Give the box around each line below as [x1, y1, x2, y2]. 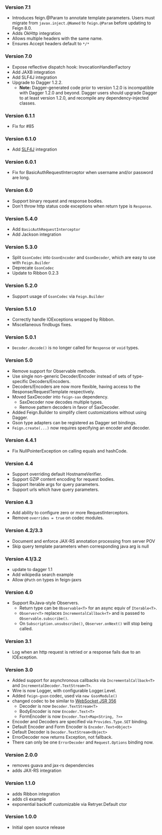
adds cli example [12, 796, 46, 802]
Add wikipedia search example [12, 572, 74, 577]
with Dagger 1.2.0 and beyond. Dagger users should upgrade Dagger [19, 89, 158, 96]
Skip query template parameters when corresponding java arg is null [12, 543, 149, 549]
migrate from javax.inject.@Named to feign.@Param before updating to [12, 20, 151, 26]
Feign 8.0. [12, 25, 32, 31]
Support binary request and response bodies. [12, 198, 103, 204]
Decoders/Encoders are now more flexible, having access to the [12, 383, 141, 389]
